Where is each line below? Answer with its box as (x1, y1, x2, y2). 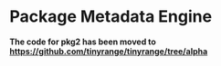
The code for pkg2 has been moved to (9, 36, 157, 47)
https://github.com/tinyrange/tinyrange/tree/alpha (9, 45, 208, 56)
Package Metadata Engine (9, 6, 213, 27)
